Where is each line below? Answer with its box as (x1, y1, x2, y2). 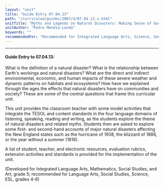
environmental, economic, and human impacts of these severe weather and (5, 75, 157, 81)
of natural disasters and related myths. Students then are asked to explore (5, 121, 154, 127)
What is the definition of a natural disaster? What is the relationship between (5, 65, 159, 71)
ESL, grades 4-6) (5, 176, 40, 182)
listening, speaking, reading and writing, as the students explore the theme (5, 116, 155, 122)
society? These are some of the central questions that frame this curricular (5, 91, 156, 97)
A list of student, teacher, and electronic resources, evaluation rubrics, (5, 146, 146, 152)
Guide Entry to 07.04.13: (5, 54, 55, 60)
